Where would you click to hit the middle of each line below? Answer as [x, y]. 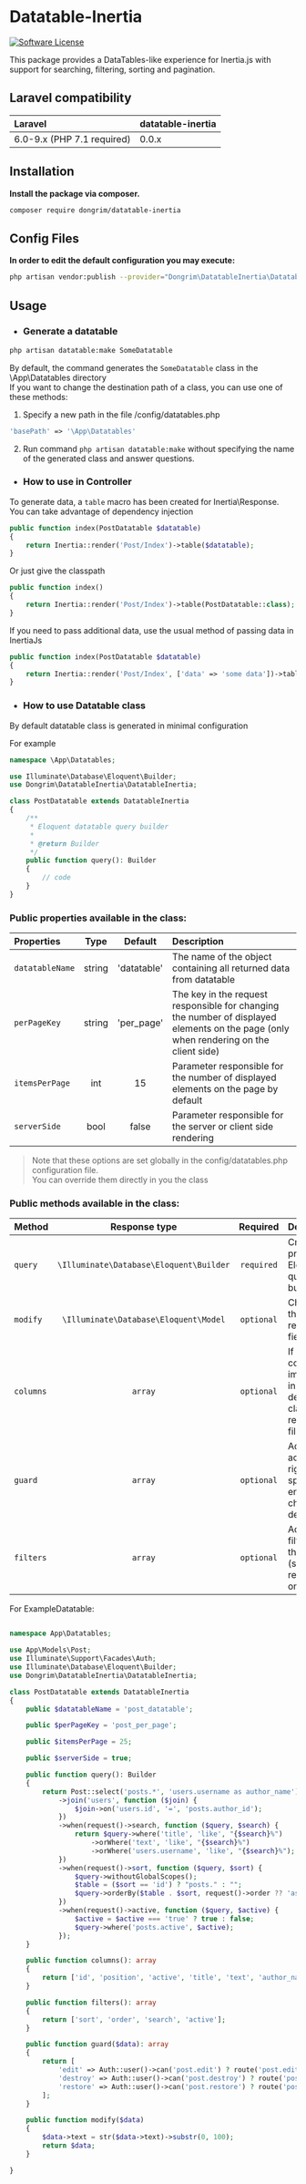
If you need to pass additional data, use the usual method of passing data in [152, 630]
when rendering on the [221, 1040]
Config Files [44, 238]
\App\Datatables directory [58, 377]
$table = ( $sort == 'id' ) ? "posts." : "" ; [158, 1885]
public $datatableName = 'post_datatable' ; [110, 1709]
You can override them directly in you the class [120, 1180]
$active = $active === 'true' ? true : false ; [164, 1919]
